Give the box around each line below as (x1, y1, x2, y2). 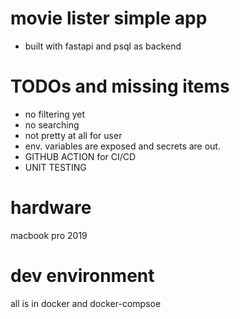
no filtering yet (24, 108, 86, 120)
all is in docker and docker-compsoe (10, 297, 162, 309)
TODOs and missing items (10, 75, 230, 98)
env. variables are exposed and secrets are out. (24, 140, 221, 152)
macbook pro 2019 (10, 229, 88, 241)
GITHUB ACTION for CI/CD (24, 150, 137, 162)
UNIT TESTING (24, 161, 87, 173)
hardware (10, 197, 92, 219)
